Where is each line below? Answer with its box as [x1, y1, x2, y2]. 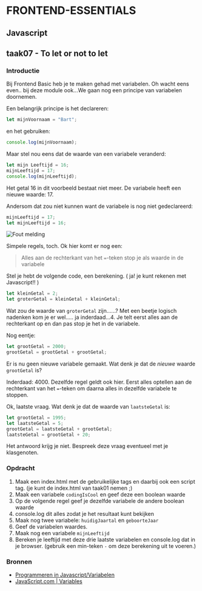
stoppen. [6, 391, 29, 398]
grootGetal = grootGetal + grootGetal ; [6, 349, 107, 355]
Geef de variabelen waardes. [15, 523, 88, 530]
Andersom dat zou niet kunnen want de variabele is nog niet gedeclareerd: [6, 202, 193, 210]
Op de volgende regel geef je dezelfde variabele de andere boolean [15, 497, 185, 504]
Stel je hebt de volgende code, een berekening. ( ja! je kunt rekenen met [6, 272, 187, 279]
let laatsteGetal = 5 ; [6, 420, 64, 426]
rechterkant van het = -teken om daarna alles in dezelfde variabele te [6, 384, 177, 392]
